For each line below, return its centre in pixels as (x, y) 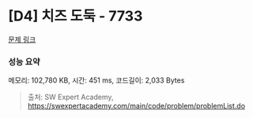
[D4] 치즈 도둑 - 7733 (76, 16)
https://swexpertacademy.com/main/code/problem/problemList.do (136, 106)
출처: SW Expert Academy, (70, 97)
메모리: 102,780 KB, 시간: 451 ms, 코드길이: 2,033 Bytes (96, 80)
